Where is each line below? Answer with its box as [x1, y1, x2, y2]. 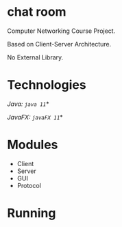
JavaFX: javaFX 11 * [7, 113, 63, 121]
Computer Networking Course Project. [7, 27, 116, 35]
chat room [7, 4, 66, 20]
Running [7, 206, 56, 221]
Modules [7, 137, 58, 152]
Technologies [7, 77, 87, 93]
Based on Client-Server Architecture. [7, 40, 112, 48]
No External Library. [7, 53, 64, 62]
